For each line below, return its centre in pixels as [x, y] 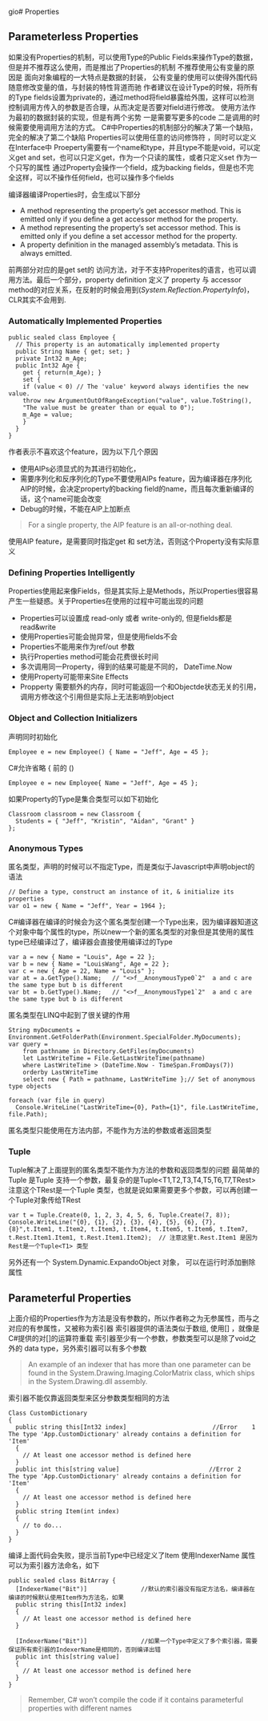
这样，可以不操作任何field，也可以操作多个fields [94, 177]
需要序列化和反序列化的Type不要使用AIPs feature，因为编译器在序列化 [136, 479]
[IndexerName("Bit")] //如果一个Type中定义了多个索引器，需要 [137, 1642]
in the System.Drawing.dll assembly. [88, 1382]
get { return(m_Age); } [62, 373]
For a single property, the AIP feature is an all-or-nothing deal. [130, 525]
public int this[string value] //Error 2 [128, 1470]
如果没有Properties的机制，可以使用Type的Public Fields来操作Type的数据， [133, 57]
